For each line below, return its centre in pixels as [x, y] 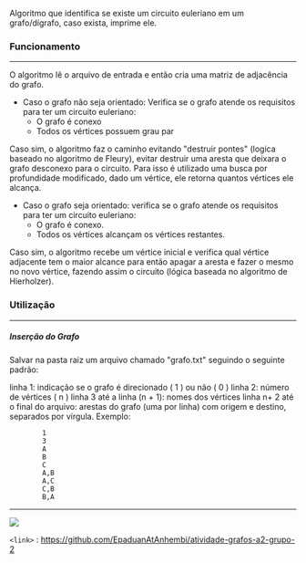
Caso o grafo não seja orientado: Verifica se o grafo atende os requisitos [159, 102]
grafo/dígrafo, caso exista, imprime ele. [83, 23]
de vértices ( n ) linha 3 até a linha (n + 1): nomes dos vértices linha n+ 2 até [152, 397]
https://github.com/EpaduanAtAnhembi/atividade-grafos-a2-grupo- [168, 539]
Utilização [32, 305]
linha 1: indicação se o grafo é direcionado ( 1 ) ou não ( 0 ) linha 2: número [149, 387]
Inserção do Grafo [45, 337]
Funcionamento [45, 47]
